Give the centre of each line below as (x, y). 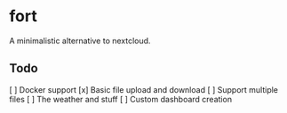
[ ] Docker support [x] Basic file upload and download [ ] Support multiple (143, 89)
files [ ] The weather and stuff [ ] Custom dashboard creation (121, 99)
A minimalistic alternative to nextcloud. (80, 41)
